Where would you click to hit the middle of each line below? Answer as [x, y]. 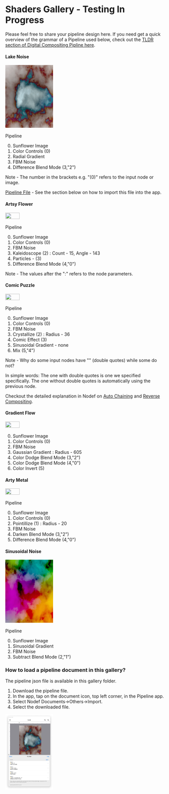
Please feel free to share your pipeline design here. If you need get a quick [83, 34]
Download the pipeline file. [40, 691]
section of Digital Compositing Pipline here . [50, 45]
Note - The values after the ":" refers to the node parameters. [69, 274]
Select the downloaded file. [41, 707]
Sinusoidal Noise [23, 551]
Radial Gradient [29, 157]
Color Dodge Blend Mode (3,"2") [47, 457]
